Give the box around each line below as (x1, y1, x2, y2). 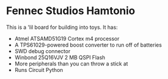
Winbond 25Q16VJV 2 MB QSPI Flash (14, 54, 106, 61)
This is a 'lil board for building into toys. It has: (6, 24, 118, 31)
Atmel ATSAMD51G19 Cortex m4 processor (14, 35, 120, 42)
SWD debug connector (14, 47, 71, 54)
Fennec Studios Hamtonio (6, 4, 136, 18)
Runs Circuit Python (14, 66, 64, 73)
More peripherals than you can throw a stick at (14, 60, 129, 67)
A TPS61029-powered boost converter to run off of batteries (14, 41, 162, 48)
